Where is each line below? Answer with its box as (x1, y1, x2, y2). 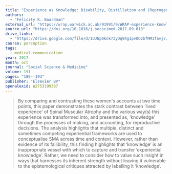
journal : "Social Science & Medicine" (5, 64, 88, 70)
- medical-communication (10, 50, 63, 55)
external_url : (5, 21, 36, 27)
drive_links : (5, 31, 33, 36)
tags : (5, 46, 17, 51)
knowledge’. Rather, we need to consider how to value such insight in (17, 152, 164, 158)
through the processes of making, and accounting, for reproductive (17, 119, 160, 125)
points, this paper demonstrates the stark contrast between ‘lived (17, 103, 156, 109)
